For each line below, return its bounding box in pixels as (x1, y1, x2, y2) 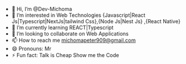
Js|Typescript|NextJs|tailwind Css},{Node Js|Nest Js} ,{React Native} (11, 18, 181, 24)
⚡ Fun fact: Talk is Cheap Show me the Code (11, 52, 119, 58)
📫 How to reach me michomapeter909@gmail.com (11, 37, 136, 44)
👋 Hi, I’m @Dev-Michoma (11, 6, 73, 12)
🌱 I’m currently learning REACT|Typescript (11, 24, 114, 31)
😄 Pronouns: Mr (11, 45, 51, 52)
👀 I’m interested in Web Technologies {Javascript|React (11, 12, 146, 19)
